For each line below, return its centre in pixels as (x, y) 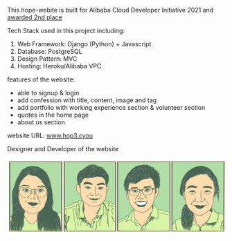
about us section (41, 122)
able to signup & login (48, 93)
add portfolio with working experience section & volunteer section (111, 107)
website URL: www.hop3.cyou (50, 135)
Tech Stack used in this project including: (66, 31)
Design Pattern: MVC (47, 59)
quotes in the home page (53, 115)
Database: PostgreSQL (50, 51)
